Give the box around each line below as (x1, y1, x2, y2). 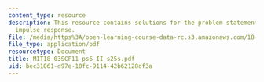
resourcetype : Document (8, 48, 86, 55)
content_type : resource (8, 11, 86, 20)
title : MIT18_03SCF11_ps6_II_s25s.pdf (8, 55, 135, 63)
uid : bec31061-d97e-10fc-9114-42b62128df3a (8, 62, 153, 70)
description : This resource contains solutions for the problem (8, 19, 223, 27)
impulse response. (15, 26, 76, 34)
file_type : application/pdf (8, 41, 101, 48)
